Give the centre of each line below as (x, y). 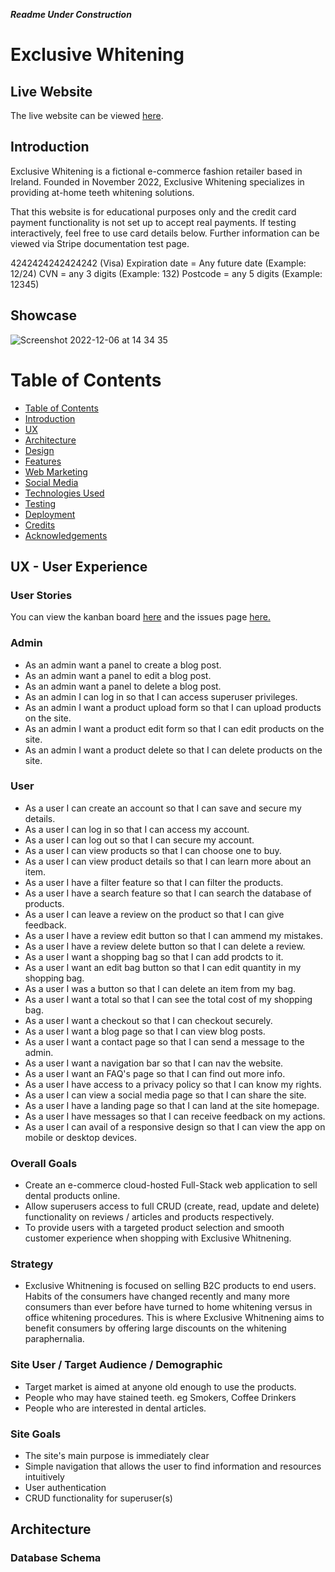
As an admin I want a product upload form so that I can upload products (173, 707)
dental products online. (72, 1196)
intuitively (44, 1477)
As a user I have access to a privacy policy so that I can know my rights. (173, 1084)
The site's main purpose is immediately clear (117, 1456)
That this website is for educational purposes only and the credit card (153, 211)
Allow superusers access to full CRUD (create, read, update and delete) (172, 1206)
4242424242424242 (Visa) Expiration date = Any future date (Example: (158, 263)
